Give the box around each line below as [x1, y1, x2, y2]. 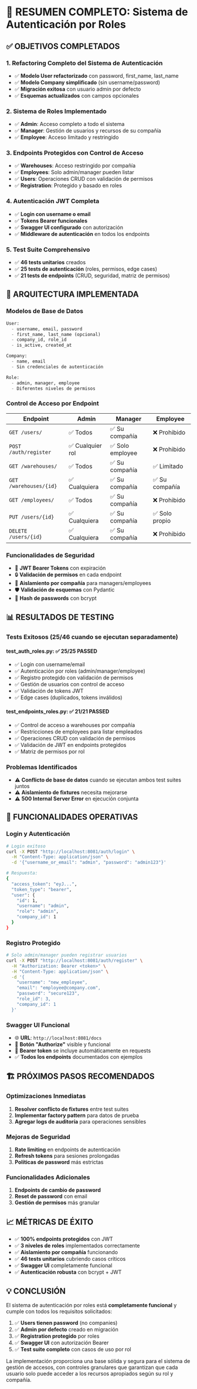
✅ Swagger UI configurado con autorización [14, 224, 123, 231]
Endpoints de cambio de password [14, 1187, 101, 1194]
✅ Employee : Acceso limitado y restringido [14, 134, 119, 141]
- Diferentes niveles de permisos [11, 386, 96, 391]
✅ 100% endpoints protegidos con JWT [14, 1235, 113, 1242]
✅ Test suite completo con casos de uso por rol [14, 1345, 131, 1353]
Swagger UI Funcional [6, 1021, 70, 1029]
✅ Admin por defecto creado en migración [14, 1325, 119, 1332]
